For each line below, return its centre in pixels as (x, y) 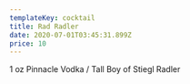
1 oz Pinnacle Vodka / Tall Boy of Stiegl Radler (95, 69)
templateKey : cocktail (52, 18)
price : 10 (28, 43)
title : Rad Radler (44, 26)
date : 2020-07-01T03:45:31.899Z (70, 35)
